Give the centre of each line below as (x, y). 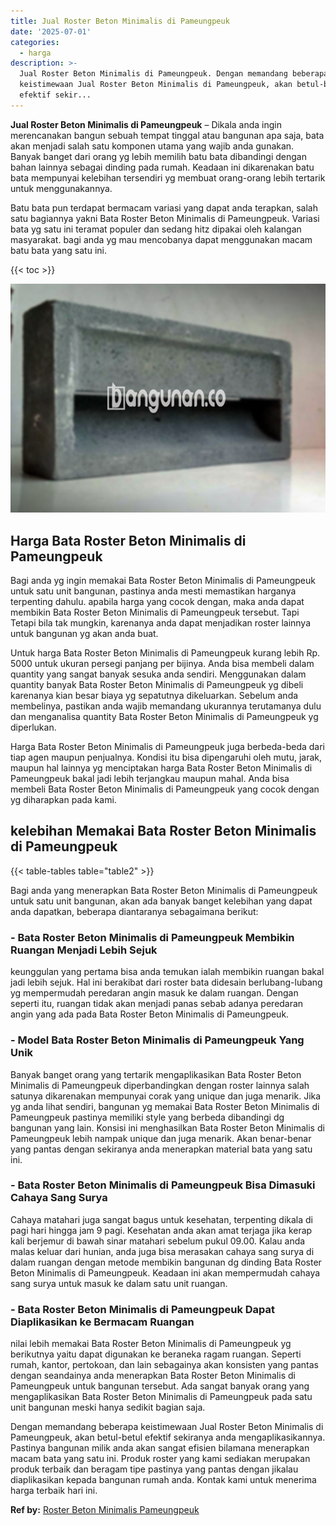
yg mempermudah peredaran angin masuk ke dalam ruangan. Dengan (154, 993)
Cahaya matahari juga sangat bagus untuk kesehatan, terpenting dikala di (161, 1219)
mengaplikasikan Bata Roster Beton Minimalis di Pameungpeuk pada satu (161, 1397)
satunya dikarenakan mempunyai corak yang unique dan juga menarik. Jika (166, 1096)
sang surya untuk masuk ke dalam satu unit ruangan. (119, 1283)
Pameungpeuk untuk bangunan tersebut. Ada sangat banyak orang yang (160, 1386)
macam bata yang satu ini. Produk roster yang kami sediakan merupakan (160, 1459)
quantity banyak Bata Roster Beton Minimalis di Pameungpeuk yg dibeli (157, 685)
